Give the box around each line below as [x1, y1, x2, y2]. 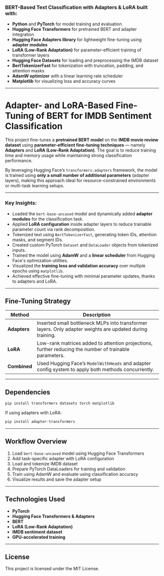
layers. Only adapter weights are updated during [37, 326, 147, 332]
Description [82, 311, 111, 318]
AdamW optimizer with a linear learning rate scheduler [12, 73, 123, 79]
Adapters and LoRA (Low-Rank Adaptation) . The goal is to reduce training [5, 147, 156, 153]
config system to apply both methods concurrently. [37, 366, 155, 373]
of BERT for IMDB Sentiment [36, 111, 152, 121]
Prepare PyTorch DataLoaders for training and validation [12, 466, 125, 472]
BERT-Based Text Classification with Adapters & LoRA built [5, 4, 148, 11]
